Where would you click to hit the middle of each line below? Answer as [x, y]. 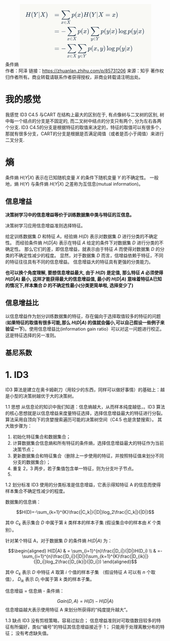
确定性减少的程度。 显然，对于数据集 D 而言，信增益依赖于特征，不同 [91, 255]
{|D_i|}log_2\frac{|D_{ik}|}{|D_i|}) [67, 562]
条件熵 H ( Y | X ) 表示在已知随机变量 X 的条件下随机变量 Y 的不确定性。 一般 [82, 178]
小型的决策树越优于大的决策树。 [43, 396]
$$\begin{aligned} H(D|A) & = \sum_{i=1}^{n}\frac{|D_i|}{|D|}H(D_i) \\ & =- [85, 550]
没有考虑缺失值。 [33, 633]
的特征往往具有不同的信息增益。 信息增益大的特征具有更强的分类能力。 [79, 261]
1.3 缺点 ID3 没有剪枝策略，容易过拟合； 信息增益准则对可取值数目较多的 [81, 621]
